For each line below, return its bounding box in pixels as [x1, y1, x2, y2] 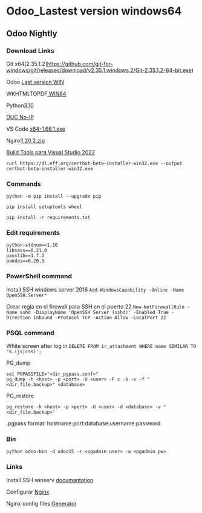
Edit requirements [6, 229, 60, 237]
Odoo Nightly [6, 28, 57, 39]
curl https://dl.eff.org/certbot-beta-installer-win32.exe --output [6, 160, 183, 166]
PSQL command [6, 328, 54, 337]
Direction [6, 315, 31, 321]
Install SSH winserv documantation [6, 476, 94, 483]
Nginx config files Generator [6, 500, 77, 507]
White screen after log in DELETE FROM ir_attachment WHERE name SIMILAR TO [6, 342, 197, 350]
